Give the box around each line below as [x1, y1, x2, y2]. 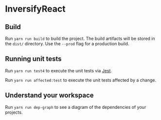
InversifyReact [5, 3, 66, 15]
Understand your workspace [5, 91, 94, 100]
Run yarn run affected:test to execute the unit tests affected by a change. [5, 77, 157, 83]
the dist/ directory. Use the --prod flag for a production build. [5, 41, 129, 47]
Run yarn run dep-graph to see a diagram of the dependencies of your [5, 104, 146, 110]
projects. [5, 109, 23, 115]
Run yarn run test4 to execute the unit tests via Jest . [5, 68, 112, 73]
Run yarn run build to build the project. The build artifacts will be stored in [5, 35, 155, 41]
